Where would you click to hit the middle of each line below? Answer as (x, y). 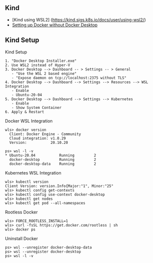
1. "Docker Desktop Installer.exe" (41, 61)
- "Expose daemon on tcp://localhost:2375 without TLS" (69, 78)
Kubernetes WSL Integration (33, 173)
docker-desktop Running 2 (53, 159)
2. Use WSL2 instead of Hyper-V (38, 65)
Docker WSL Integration (29, 121)
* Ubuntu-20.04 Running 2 (51, 155)
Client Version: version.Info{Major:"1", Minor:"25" (59, 186)
